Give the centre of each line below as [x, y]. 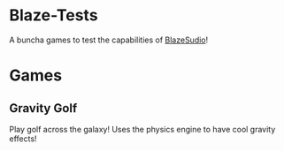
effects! [23, 139]
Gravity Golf [43, 108]
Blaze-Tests [54, 15]
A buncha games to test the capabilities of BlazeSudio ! [109, 40]
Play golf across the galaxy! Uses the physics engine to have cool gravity [142, 129]
